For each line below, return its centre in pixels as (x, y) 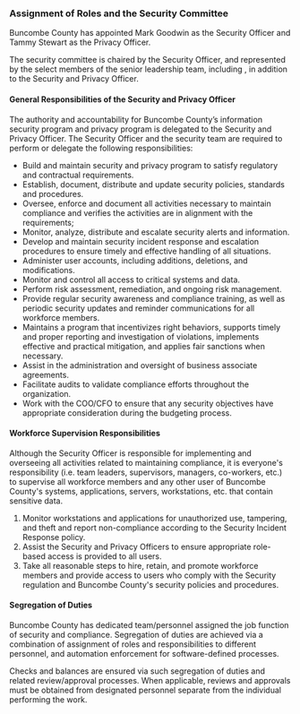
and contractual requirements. (78, 175)
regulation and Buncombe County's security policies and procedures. (150, 584)
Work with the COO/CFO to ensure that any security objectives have (148, 403)
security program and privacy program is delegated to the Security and (141, 129)
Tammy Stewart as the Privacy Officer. (80, 42)
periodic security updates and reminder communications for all (138, 308)
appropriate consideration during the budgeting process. (127, 413)
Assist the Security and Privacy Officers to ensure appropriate (137, 546)
